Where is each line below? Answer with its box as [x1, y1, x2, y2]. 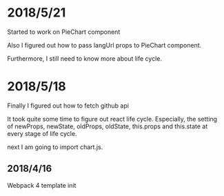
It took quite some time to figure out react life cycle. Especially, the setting [7, 115, 218, 123]
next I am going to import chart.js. [7, 143, 103, 151]
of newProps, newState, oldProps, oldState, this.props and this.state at [7, 122, 208, 130]
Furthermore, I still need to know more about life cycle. [7, 54, 163, 63]
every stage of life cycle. [7, 129, 77, 137]
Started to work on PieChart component [7, 28, 121, 36]
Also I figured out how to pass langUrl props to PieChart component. [7, 41, 202, 49]
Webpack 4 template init [7, 181, 77, 189]
